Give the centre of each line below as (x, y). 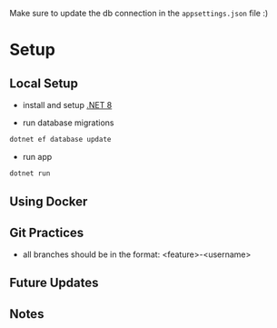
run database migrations (68, 123)
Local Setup (44, 83)
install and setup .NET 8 (67, 105)
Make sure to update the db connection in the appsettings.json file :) (139, 13)
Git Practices (47, 232)
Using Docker (49, 202)
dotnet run (30, 173)
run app (37, 156)
